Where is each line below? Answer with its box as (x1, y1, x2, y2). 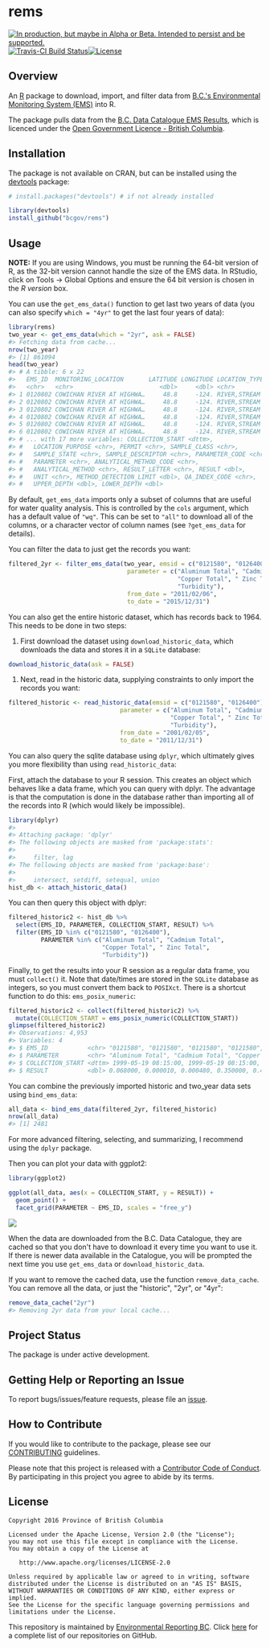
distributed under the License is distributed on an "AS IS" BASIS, (8, 1580, 243, 1588)
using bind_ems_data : (8, 1089, 78, 1099)
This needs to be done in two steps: (8, 620, 127, 630)
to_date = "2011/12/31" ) (119, 736, 203, 744)
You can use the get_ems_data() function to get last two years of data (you (8, 299, 256, 308)
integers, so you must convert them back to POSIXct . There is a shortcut (8, 982, 247, 992)
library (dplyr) (8, 816, 59, 824)
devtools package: (8, 176, 70, 187)
